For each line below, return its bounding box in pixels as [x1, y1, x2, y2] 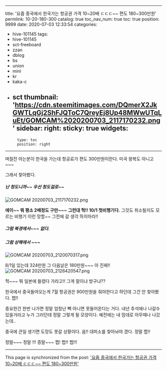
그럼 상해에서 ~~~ [5, 239, 41, 245]
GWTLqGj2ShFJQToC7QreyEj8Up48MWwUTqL [12, 109, 162, 117]
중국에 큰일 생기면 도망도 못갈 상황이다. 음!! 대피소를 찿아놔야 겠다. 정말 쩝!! [5, 329, 151, 335]
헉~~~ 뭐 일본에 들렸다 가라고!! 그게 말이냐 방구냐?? [5, 278, 106, 284]
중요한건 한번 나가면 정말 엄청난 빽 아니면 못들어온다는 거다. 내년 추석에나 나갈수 [5, 306, 161, 312]
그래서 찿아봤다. [5, 171, 36, 177]
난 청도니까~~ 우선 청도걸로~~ [5, 184, 65, 190]
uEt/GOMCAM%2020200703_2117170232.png [12, 117, 161, 125]
